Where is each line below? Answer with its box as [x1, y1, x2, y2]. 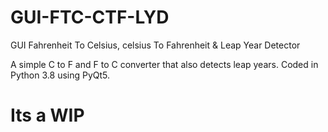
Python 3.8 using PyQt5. [10, 69, 111, 81]
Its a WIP [10, 104, 85, 127]
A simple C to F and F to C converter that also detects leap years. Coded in [10, 58, 319, 70]
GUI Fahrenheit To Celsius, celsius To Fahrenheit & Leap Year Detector [10, 39, 301, 51]
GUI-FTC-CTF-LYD [10, 6, 170, 29]
